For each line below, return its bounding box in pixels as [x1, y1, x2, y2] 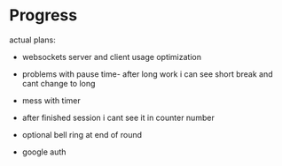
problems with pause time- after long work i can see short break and [21, 68, 273, 79]
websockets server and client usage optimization [21, 51, 202, 62]
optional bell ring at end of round [21, 129, 143, 140]
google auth [21, 147, 67, 157]
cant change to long [21, 78, 96, 88]
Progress [9, 5, 78, 26]
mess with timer [21, 94, 82, 106]
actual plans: [9, 34, 56, 45]
